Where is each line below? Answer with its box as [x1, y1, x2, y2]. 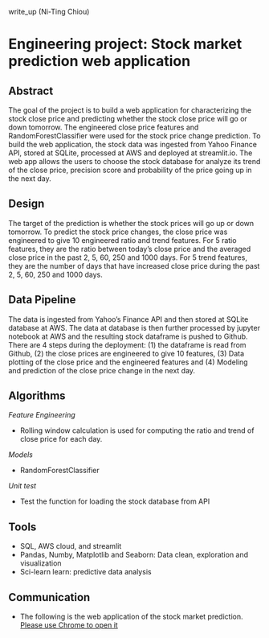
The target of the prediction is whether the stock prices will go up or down [8, 218, 255, 228]
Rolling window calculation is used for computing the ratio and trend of [19, 426, 255, 435]
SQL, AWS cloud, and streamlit [19, 541, 122, 551]
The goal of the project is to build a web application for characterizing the [8, 105, 251, 115]
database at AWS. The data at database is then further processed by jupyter [8, 323, 261, 332]
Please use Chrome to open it [19, 620, 118, 630]
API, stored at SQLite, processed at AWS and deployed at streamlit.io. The [8, 148, 253, 158]
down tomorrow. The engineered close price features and [8, 122, 199, 132]
